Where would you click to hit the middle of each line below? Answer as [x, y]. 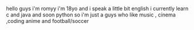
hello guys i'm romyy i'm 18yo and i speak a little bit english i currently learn [97, 9]
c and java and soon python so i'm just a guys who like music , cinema [91, 15]
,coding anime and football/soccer [47, 21]
